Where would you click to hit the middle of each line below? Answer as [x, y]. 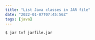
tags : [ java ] [19, 19]
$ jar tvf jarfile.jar [29, 33]
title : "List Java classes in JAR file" [48, 10]
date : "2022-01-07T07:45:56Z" [37, 14]
